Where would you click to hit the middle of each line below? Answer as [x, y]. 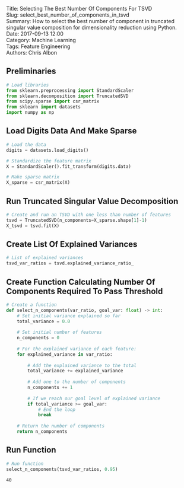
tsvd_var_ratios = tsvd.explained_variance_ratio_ [70, 263]
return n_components [42, 432]
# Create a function [32, 305]
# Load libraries [28, 85]
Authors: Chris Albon [32, 52]
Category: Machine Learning [41, 40]
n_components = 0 [38, 338]
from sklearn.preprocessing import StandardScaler [70, 90]
